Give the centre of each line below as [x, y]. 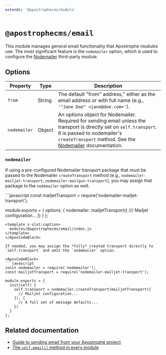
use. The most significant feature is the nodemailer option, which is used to [82, 51]
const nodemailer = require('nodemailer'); [51, 267]
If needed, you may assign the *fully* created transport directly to [79, 246]
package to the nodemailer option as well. [47, 185]
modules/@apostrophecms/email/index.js [51, 229]
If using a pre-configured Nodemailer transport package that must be [76, 170]
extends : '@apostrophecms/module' [41, 10]
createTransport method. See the [97, 139]
